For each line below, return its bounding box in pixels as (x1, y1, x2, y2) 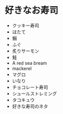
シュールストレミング (12, 90, 57, 97)
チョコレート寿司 (12, 84, 48, 90)
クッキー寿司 (12, 22, 39, 28)
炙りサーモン (12, 48, 39, 54)
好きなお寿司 (5, 5, 59, 16)
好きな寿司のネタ (12, 103, 48, 109)
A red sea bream (12, 60, 47, 66)
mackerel (12, 65, 32, 71)
